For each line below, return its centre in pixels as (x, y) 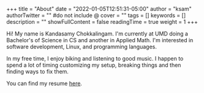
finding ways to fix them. (38, 72)
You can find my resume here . (44, 83)
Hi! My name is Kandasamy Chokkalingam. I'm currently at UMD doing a (97, 34)
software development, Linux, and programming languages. (82, 46)
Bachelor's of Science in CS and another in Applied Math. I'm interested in (100, 40)
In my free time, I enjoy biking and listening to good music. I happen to (95, 58)
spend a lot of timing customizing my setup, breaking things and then (94, 65)
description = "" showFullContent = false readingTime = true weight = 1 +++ (102, 22)
